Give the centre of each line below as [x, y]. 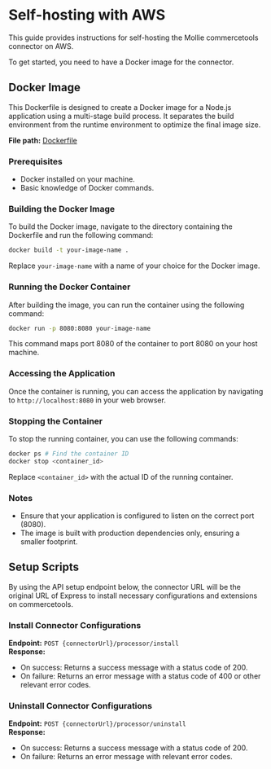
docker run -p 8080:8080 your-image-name [80, 328]
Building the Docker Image [62, 209]
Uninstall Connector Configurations [81, 706]
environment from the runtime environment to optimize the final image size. [135, 125]
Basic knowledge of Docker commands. [87, 188]
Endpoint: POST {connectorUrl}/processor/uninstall [97, 723]
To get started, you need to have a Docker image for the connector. [121, 62]
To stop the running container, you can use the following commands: [123, 438]
